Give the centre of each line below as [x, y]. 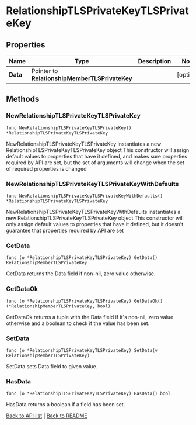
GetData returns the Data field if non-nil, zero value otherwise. [81, 274]
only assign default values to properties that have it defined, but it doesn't [95, 224]
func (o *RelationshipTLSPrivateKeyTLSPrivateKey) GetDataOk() [85, 301]
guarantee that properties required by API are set [65, 230]
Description [155, 61]
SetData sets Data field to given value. [52, 366]
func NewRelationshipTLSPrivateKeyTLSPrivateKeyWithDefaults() [85, 196]
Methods [23, 99]
